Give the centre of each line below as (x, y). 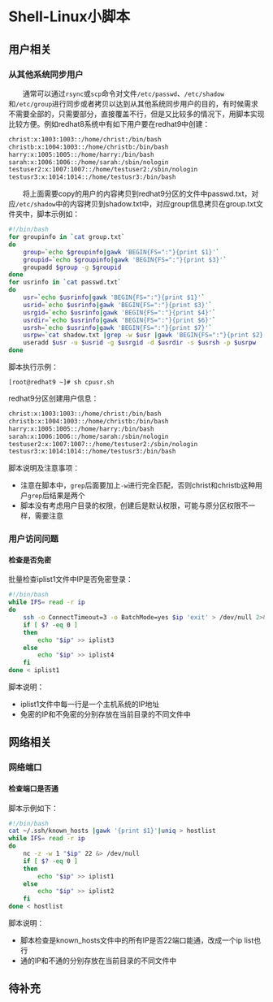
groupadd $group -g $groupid (72, 267)
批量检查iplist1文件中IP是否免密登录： (71, 579)
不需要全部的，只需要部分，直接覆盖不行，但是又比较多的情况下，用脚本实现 (136, 114)
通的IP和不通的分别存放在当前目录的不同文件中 (98, 961)
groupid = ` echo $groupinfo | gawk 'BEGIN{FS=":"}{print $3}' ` (125, 260)
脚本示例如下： (33, 808)
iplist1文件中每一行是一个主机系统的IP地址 (90, 704)
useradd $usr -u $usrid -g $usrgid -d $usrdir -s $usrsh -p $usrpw (140, 343)
